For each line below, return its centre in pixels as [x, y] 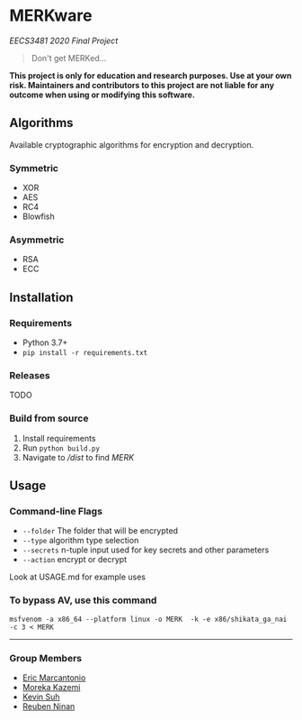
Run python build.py [61, 448]
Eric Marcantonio [54, 678]
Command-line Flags [56, 511]
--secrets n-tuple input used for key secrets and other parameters [146, 550]
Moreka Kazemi [51, 687]
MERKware [51, 16]
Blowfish [39, 216]
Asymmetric [37, 240]
